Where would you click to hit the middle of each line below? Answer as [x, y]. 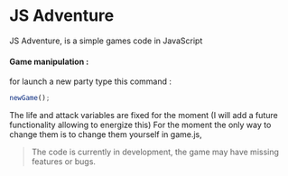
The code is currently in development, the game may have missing [155, 152]
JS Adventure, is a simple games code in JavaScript [106, 41]
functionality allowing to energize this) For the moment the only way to [140, 125]
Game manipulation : [49, 61]
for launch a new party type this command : [91, 81]
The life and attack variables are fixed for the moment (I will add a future [144, 116]
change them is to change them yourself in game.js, [106, 134]
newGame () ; [30, 98]
